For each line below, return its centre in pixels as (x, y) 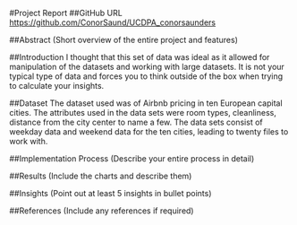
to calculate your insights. (57, 86)
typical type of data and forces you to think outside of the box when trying (146, 76)
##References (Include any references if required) (102, 211)
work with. (29, 141)
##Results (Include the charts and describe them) (101, 176)
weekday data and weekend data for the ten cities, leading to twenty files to (149, 132)
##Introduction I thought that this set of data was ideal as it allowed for (140, 57)
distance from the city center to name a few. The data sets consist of (136, 122)
